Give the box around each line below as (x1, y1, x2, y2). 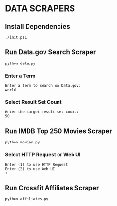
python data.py (5, 61, 36, 66)
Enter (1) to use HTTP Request (5, 162, 68, 167)
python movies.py (5, 140, 40, 145)
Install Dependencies (5, 22, 70, 31)
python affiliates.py (5, 197, 49, 202)
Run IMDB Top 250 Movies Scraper (5, 127, 112, 135)
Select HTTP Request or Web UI (5, 151, 81, 158)
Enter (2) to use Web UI (5, 166, 55, 171)
